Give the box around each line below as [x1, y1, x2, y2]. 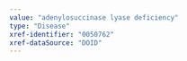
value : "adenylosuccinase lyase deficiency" [9, 13, 179, 22]
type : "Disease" [9, 22, 70, 30]
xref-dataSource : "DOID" [9, 38, 102, 48]
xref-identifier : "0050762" [9, 30, 115, 39]
